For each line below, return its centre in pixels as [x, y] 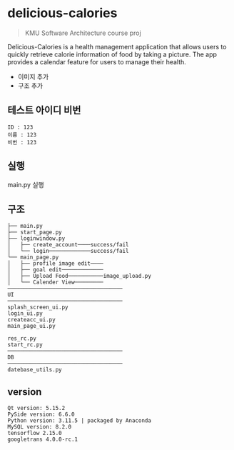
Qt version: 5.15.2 [36, 409]
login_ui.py [25, 314]
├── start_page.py [35, 232]
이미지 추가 [33, 76]
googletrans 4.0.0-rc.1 [43, 440]
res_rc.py [22, 339]
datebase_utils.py [35, 370]
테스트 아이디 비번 [44, 110]
